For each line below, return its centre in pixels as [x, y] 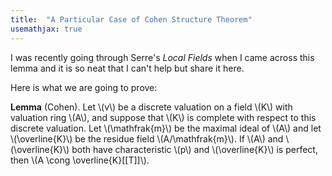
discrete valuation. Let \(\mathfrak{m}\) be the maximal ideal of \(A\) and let [166, 128]
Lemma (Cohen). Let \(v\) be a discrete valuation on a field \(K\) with [151, 107]
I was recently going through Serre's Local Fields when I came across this [162, 57]
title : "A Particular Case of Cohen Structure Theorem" [131, 19]
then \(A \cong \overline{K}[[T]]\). [80, 160]
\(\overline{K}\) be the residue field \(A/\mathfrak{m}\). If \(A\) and [147, 138]
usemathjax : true [46, 29]
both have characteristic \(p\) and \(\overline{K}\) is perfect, [194, 149]
